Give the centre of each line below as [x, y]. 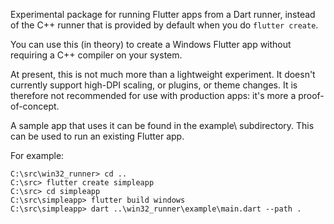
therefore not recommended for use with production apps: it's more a [153, 95]
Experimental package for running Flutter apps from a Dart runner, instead [163, 14]
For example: [37, 155]
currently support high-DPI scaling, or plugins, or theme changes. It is [154, 85]
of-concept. [35, 106]
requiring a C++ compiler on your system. [96, 55]
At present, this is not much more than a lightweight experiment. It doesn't [163, 74]
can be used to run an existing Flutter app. [97, 136]
